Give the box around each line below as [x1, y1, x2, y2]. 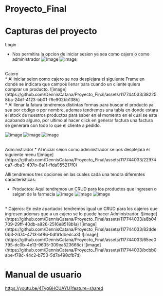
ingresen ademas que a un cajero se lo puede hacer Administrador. [5, 211, 140, 217]
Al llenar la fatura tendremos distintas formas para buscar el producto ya [8, 102, 154, 108]
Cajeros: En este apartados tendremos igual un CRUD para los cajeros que [8, 206, 158, 212]
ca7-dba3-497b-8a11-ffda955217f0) [5, 162, 78, 168]
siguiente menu [5, 152, 36, 157]
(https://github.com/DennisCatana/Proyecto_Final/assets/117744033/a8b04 [5, 216, 157, 222]
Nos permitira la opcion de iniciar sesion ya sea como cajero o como [12, 51, 150, 57]
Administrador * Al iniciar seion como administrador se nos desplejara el [5, 147, 150, 153]
